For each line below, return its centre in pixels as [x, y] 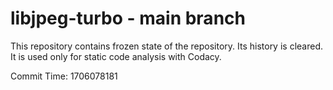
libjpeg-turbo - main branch [128, 18]
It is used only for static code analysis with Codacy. [116, 56]
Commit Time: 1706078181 [64, 76]
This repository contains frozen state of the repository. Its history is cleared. [166, 46]
